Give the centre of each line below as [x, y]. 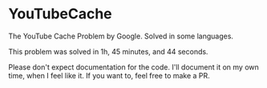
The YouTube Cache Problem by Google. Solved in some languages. [121, 36]
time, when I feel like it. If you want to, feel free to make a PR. [109, 75]
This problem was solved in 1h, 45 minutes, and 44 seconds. [108, 51]
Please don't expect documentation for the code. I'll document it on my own [133, 67]
